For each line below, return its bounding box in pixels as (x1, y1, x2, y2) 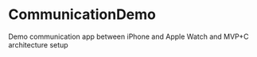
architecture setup (8, 40, 69, 49)
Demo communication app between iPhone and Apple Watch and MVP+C (8, 32, 249, 41)
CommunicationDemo (8, 6, 157, 24)
